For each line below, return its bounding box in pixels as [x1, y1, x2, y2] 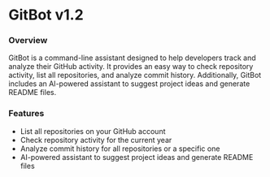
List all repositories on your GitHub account [20, 126, 166, 136]
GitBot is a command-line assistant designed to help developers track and [8, 53, 256, 63]
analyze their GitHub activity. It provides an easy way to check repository [8, 62, 254, 71]
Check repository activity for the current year [20, 135, 172, 145]
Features [8, 108, 45, 119]
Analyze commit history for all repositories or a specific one [20, 144, 220, 153]
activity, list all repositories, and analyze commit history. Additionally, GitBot [8, 71, 262, 80]
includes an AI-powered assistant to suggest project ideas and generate [8, 79, 250, 88]
